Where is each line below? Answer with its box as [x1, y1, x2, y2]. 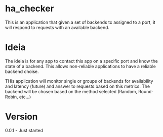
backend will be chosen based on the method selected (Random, [5, 88, 137, 94]
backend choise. [5, 68, 39, 74]
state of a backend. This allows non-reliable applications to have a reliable [5, 63, 156, 69]
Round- [138, 88, 154, 94]
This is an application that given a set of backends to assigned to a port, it [5, 19, 156, 25]
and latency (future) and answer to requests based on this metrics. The [5, 83, 150, 89]
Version [5, 111, 38, 122]
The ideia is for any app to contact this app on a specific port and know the [5, 58, 158, 64]
